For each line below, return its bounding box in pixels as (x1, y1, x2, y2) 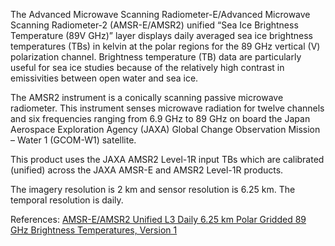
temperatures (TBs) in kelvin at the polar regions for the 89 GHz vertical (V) (10, 40, 321, 52)
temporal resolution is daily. (10, 194, 124, 206)
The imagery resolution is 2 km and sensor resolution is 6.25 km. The (10, 184, 296, 195)
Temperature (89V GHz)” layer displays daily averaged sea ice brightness (10, 30, 314, 41)
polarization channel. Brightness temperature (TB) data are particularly (10, 51, 302, 63)
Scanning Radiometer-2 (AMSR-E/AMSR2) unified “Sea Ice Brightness (10, 19, 299, 31)
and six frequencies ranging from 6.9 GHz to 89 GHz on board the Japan (10, 113, 311, 124)
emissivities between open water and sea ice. (10, 72, 199, 84)
